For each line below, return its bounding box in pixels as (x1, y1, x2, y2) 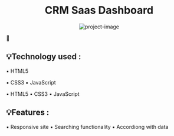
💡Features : (6, 108, 50, 118)
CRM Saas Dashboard (44, 4, 154, 17)
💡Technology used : (6, 51, 81, 62)
